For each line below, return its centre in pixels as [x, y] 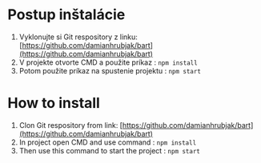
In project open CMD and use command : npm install [108, 142]
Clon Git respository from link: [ [71, 125]
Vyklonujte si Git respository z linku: [78, 37]
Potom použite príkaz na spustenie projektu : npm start [110, 70]
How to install [54, 103]
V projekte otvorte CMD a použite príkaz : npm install [108, 62]
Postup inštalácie [66, 15]
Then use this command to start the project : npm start [110, 150]
